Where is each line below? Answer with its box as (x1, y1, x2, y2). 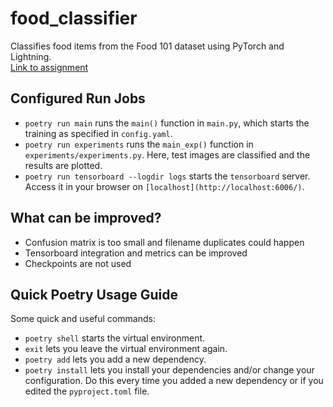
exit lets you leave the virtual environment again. (24, 343, 228, 355)
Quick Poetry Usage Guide (10, 286, 178, 303)
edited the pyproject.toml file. (24, 385, 150, 397)
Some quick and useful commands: (10, 313, 156, 325)
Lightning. (10, 50, 52, 62)
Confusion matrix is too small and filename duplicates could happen (24, 236, 305, 248)
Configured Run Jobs (10, 90, 146, 107)
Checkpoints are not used (24, 257, 132, 269)
